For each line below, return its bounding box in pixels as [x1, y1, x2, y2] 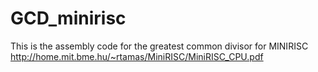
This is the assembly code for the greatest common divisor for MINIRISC [10, 40, 309, 52]
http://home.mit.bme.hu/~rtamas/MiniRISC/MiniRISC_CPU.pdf [10, 50, 264, 62]
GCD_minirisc [10, 7, 127, 30]
